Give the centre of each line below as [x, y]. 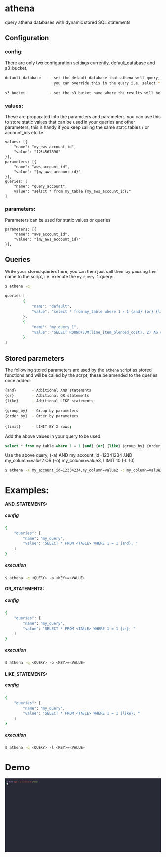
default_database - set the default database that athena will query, [83, 78]
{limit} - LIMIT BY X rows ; [38, 427]
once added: [18, 380]
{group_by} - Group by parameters [42, 411]
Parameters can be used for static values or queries [58, 220]
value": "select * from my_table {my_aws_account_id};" [73, 192]
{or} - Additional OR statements [47, 395]
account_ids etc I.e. [25, 133]
